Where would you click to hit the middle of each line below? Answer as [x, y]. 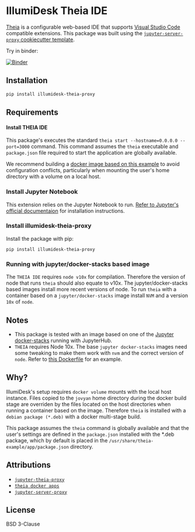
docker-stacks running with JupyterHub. [63, 340]
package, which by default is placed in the [57, 440]
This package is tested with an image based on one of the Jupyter [94, 334]
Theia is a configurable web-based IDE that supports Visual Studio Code [93, 27]
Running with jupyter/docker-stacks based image [78, 264]
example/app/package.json [37, 447]
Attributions [29, 465]
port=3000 [18, 147]
